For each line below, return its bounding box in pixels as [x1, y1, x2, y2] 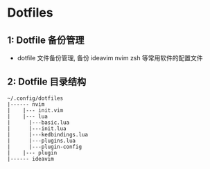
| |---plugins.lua [7, 137, 76, 144]
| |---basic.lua [7, 119, 70, 126]
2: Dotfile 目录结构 [7, 76, 87, 88]
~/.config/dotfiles [7, 95, 64, 102]
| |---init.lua [7, 125, 67, 132]
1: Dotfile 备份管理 [7, 34, 85, 46]
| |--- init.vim [7, 107, 64, 114]
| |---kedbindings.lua [7, 131, 89, 138]
